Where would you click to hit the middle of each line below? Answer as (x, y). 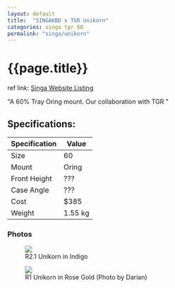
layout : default (31, 14)
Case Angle (30, 190)
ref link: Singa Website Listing (50, 88)
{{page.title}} (48, 68)
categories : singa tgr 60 (45, 27)
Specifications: (42, 124)
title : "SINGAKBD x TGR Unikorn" (58, 20)
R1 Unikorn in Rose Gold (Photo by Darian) (86, 277)
